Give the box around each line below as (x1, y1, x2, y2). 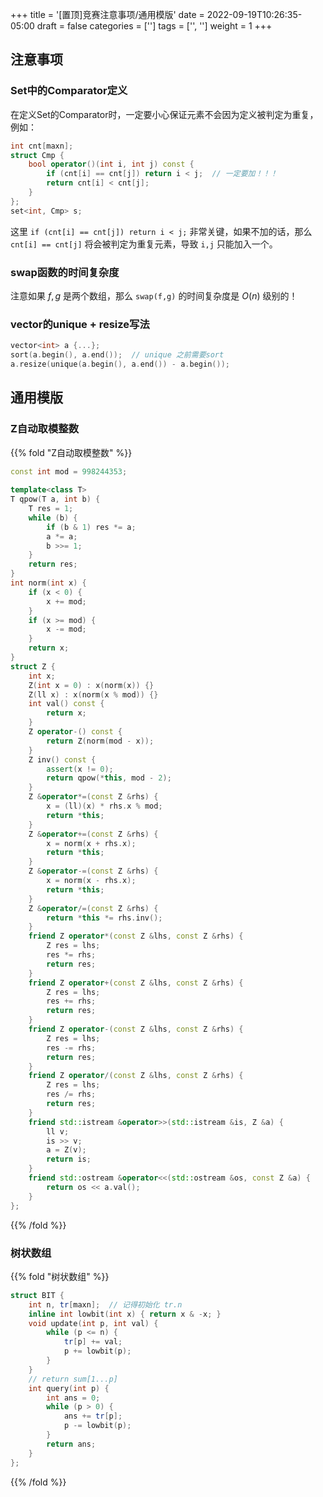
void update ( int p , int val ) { (28, 1318, 159, 1328)
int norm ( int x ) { (10, 578, 87, 588)
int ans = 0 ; (46, 1393, 101, 1403)
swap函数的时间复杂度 (10, 265, 120, 279)
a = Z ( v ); (46, 1145, 87, 1155)
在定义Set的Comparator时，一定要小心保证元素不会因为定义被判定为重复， (10, 108, 319, 120)
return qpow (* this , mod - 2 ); (46, 773, 172, 783)
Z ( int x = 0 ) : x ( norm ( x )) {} (28, 680, 155, 690)
